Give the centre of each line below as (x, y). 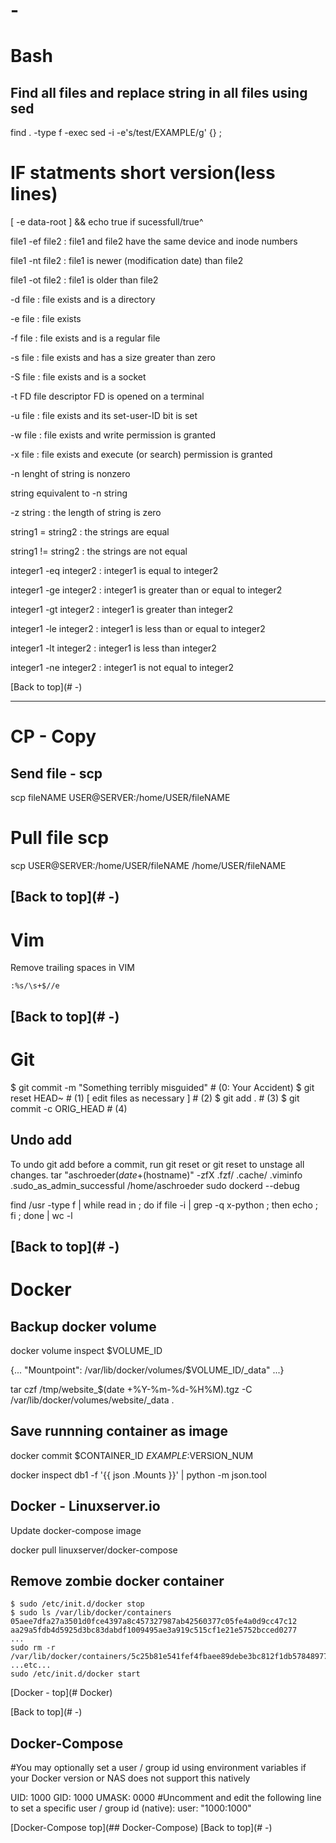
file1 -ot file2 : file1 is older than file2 (84, 280)
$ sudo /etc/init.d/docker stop (77, 1604)
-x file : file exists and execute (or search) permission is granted (141, 455)
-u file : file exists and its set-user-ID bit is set (104, 416)
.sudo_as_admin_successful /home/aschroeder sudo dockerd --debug (155, 1185)
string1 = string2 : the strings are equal (90, 532)
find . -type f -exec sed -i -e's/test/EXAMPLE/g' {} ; (116, 133)
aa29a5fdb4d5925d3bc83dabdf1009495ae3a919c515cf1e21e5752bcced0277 (154, 1630)
